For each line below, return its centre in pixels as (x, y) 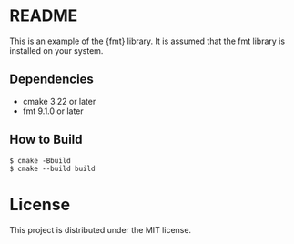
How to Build (46, 140)
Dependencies (51, 80)
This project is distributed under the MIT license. (101, 229)
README (44, 16)
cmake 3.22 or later (59, 101)
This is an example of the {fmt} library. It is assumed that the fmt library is (147, 41)
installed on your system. (56, 50)
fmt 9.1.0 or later (53, 111)
